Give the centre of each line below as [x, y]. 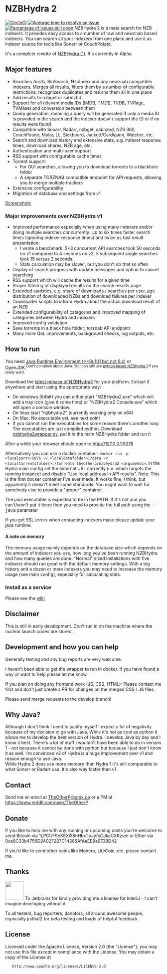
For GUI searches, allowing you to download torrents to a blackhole [89, 166]
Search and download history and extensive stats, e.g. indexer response [86, 140]
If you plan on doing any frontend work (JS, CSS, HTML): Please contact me [83, 684]
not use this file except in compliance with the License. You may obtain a [80, 952]
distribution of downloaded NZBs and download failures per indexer [82, 296]
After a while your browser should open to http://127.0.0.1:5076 [69, 444]
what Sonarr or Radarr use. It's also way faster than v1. [62, 769]
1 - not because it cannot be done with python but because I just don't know [83, 748]
